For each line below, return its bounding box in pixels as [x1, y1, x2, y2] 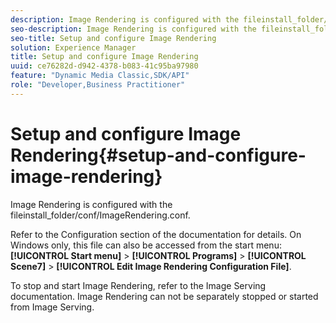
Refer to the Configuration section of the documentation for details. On [10, 228, 302, 240]
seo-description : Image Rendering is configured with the [10, 24, 257, 34]
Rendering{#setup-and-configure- [10, 144, 307, 166]
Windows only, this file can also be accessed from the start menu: [10, 239, 282, 251]
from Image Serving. [10, 301, 95, 313]
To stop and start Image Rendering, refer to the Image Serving [10, 279, 267, 291]
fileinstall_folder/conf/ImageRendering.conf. [10, 209, 191, 221]
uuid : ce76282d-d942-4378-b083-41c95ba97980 [10, 61, 199, 71]
